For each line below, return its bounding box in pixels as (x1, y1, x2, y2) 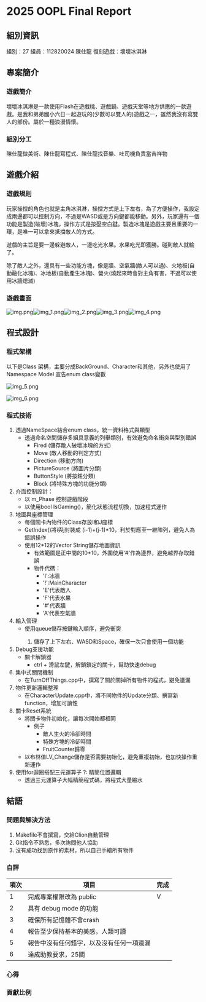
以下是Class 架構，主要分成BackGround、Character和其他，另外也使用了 (6, 363, 191, 370)
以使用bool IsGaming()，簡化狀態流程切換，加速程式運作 (24, 503, 167, 510)
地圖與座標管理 (15, 510, 53, 518)
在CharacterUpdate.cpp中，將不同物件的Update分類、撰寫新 (24, 692, 179, 699)
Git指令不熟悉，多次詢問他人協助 (15, 838, 98, 846)
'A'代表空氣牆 (42, 609, 77, 617)
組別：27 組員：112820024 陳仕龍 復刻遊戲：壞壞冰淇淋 (6, 48, 147, 55)
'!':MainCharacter (42, 579, 87, 586)
